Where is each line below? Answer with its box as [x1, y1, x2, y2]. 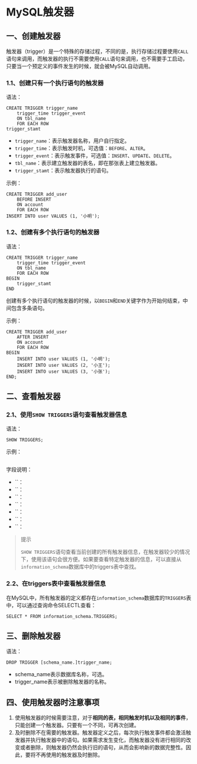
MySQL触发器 [6, 5, 75, 19]
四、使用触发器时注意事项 [6, 697, 99, 707]
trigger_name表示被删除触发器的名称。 [14, 678, 110, 686]
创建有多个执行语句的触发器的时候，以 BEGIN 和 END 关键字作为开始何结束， [6, 297, 183, 304]
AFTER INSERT [17, 334, 49, 340]
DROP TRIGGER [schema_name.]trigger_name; [6, 660, 112, 665]
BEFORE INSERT [17, 196, 51, 202]
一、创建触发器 [6, 31, 61, 41]
